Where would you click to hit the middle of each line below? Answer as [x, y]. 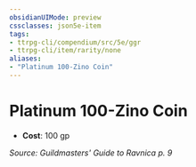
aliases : [25, 59]
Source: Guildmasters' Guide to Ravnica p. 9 [91, 153]
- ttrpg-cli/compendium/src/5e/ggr [75, 42]
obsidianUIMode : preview [55, 17]
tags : [19, 34]
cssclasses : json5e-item [55, 26]
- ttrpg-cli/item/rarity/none [65, 51]
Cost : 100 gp [46, 135]
